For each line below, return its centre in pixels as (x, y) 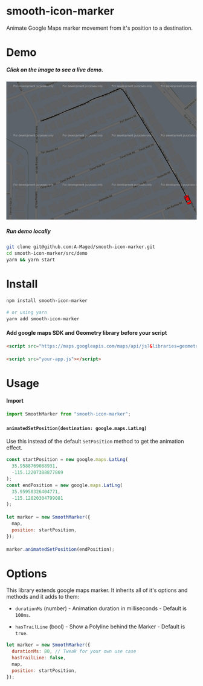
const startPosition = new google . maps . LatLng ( (67, 460)
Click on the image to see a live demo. (55, 69)
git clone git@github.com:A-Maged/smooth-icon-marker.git (81, 247)
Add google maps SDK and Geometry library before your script (87, 332)
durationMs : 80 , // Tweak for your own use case (74, 651)
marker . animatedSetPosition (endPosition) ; (60, 549)
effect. (14, 448)
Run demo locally (29, 231)
